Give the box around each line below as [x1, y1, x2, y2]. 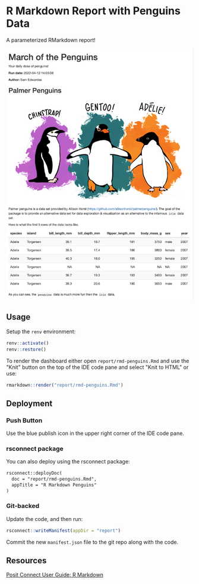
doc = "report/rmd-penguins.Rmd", [11, 476, 97, 482]
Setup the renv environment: [6, 328, 76, 335]
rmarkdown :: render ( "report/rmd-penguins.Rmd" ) [6, 382, 124, 388]
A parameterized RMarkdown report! [6, 36, 96, 43]
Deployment [6, 398, 53, 408]
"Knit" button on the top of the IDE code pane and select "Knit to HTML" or [6, 364, 189, 371]
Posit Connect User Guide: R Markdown [6, 572, 104, 579]
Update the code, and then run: [6, 515, 83, 522]
